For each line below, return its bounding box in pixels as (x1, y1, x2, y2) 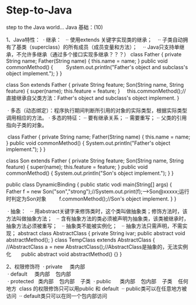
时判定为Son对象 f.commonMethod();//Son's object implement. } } (6, 195, 177, 202)
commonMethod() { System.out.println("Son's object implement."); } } (6, 170, 174, 177)
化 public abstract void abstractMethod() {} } (6, 250, 122, 257)
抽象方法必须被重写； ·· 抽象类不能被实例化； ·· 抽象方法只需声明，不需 (6, 222, 183, 229)
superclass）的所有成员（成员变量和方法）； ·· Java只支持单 (31, 43, 180, 50)
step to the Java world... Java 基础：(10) (6, 23, 104, 30)
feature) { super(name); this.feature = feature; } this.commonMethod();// (6, 87, 186, 94)
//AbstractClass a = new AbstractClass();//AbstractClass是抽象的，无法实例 (6, 243, 188, 250)
